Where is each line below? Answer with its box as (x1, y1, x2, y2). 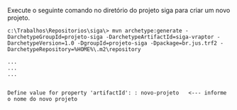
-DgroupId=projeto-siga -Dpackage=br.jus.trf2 (77, 40, 218, 47)
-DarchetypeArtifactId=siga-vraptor (105, 33, 214, 40)
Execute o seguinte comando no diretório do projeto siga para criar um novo (7, 6, 231, 14)
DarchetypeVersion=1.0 (7, 40, 75, 47)
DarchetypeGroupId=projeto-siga (7, 33, 103, 40)
